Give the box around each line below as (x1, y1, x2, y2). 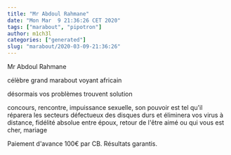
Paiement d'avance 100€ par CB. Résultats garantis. (7, 139, 158, 148)
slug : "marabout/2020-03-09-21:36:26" (7, 43, 121, 50)
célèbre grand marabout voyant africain (7, 76, 122, 85)
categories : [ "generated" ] (7, 37, 86, 44)
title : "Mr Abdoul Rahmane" (7, 10, 90, 18)
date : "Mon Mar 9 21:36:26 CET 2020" (7, 17, 121, 24)
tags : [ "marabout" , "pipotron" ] (7, 23, 102, 30)
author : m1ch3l (7, 30, 52, 37)
